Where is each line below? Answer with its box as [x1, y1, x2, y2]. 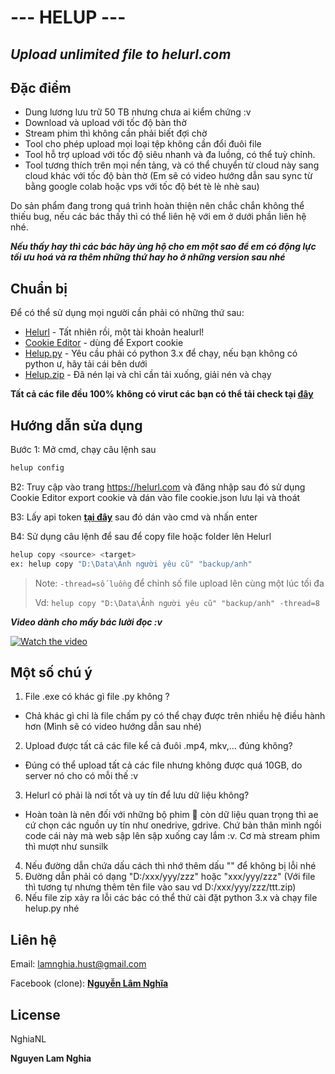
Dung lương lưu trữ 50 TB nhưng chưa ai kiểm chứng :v [24, 106, 252, 118]
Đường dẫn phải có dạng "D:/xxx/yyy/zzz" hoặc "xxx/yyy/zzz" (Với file [24, 871, 316, 883]
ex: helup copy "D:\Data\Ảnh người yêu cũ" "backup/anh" [10, 559, 253, 569]
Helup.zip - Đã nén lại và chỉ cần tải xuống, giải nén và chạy [24, 369, 272, 381]
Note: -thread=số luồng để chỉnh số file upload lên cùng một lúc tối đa [34, 577, 325, 589]
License [10, 1006, 61, 1023]
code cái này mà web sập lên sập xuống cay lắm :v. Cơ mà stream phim [24, 830, 321, 842]
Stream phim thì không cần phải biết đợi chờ [24, 127, 208, 140]
